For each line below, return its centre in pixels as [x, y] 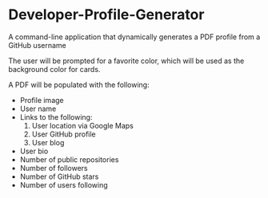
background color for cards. [54, 69]
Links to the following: [56, 117]
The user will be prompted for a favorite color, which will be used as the [126, 61]
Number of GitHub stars [59, 176]
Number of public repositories [69, 159]
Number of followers [54, 168]
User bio [34, 151]
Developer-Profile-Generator [106, 15]
